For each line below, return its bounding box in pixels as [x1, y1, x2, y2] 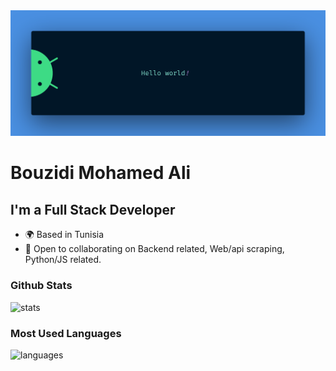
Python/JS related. [24, 254, 102, 266]
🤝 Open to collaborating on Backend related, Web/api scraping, [24, 243, 285, 255]
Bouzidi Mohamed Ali [10, 162, 192, 184]
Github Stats [10, 279, 73, 293]
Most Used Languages [10, 326, 122, 340]
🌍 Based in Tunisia [24, 229, 105, 241]
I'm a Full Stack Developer [10, 201, 176, 218]
